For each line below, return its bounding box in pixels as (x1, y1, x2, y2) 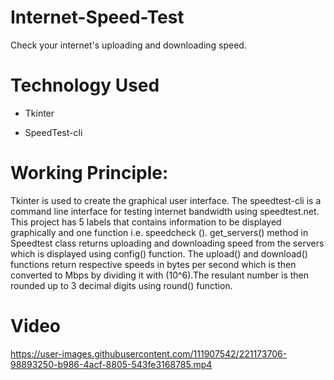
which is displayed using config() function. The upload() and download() (10, 247, 308, 260)
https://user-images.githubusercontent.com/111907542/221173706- (10, 347, 288, 360)
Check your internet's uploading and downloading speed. (10, 39, 247, 51)
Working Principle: (10, 162, 169, 185)
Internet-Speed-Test (10, 6, 185, 29)
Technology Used (10, 74, 160, 97)
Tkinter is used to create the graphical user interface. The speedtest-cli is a (10, 194, 322, 206)
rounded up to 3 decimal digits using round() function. (10, 279, 233, 291)
